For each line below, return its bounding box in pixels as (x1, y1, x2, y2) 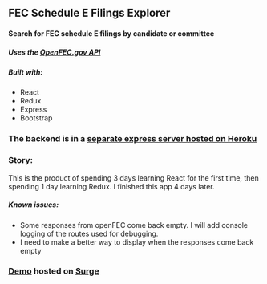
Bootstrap (19, 113, 53, 123)
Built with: (8, 67, 43, 77)
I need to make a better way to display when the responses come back (19, 237, 254, 247)
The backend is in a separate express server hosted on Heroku (8, 133, 257, 144)
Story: (8, 155, 34, 166)
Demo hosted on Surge (8, 266, 99, 277)
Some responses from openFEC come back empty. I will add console (19, 220, 249, 229)
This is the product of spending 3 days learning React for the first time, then (8, 172, 259, 183)
